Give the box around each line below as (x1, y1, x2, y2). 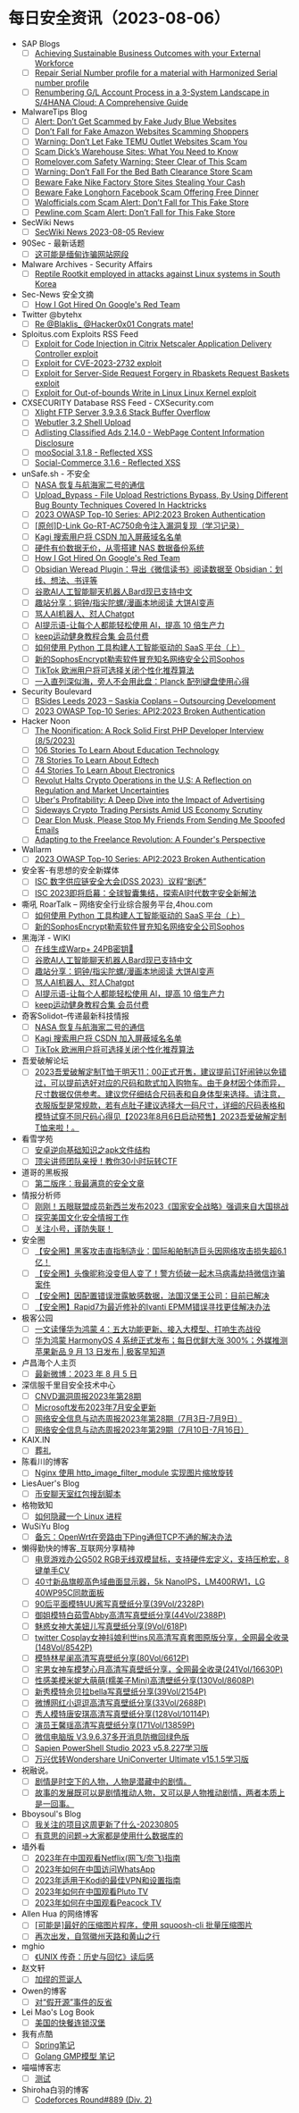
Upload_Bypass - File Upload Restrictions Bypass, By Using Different (34, 489, 289, 500)
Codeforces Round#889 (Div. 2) (34, 2094, 153, 2105)
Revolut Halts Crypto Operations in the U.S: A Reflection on (34, 775, 252, 786)
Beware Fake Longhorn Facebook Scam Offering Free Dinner (34, 187, 260, 197)
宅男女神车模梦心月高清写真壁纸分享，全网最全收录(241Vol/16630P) (34, 1664, 283, 1675)
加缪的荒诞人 (34, 1974, 82, 1984)
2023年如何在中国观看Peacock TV (34, 1898, 162, 1908)
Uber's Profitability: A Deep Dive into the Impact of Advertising (34, 794, 265, 805)
